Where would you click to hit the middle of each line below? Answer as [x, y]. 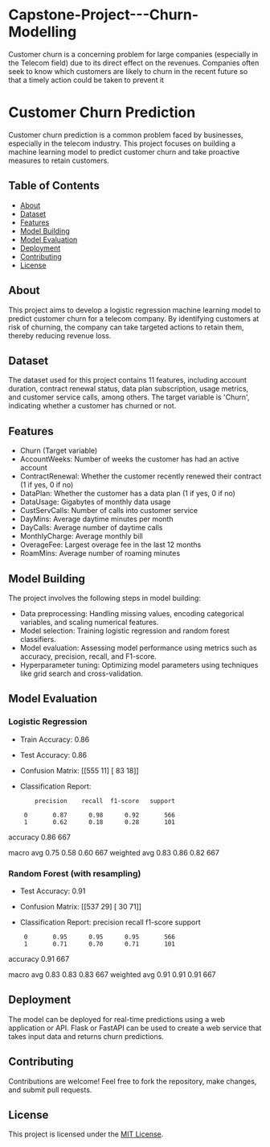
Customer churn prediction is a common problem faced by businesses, [126, 135]
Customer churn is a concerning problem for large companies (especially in [133, 54]
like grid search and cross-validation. [81, 673]
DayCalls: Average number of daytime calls [91, 528]
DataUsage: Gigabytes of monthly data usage [95, 502]
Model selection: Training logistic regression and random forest [125, 631]
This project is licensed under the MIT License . [86, 1134]
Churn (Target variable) [59, 451]
